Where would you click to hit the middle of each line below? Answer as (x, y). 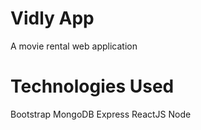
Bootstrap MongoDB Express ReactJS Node (101, 114)
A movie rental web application (74, 46)
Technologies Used (92, 86)
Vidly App (52, 18)
